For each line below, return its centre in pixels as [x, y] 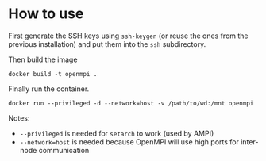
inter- [250, 142]
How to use [46, 14]
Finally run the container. [49, 89]
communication [64, 150]
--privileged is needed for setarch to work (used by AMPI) [117, 133]
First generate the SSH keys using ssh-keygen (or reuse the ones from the [128, 36]
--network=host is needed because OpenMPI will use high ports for [129, 142]
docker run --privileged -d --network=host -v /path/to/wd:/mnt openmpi [131, 103]
